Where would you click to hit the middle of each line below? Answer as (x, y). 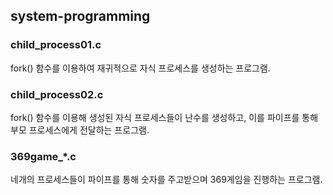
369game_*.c (43, 156)
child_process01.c (56, 45)
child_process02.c (57, 94)
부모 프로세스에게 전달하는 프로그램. (80, 130)
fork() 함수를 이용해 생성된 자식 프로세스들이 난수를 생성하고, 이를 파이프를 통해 (164, 117)
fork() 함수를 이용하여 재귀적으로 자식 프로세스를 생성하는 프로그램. (140, 68)
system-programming (80, 16)
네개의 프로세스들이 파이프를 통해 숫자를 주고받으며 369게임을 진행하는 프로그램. (166, 180)
